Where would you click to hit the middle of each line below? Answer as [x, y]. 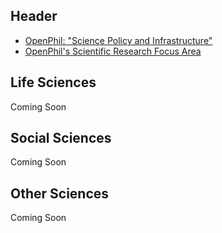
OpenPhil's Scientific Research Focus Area [113, 51]
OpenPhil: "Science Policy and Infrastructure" [118, 40]
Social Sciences [61, 138]
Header [34, 16]
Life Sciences [53, 82]
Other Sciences [60, 193]
